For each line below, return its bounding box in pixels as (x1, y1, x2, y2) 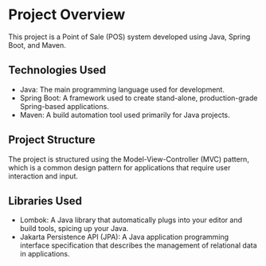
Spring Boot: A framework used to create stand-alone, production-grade (19, 93, 258, 103)
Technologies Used (8, 64, 106, 77)
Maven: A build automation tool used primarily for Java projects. (19, 110, 231, 119)
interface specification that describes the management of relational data (19, 241, 257, 250)
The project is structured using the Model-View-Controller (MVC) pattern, (8, 154, 249, 164)
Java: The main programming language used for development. (19, 84, 225, 94)
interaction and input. (8, 171, 78, 181)
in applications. (19, 249, 70, 259)
